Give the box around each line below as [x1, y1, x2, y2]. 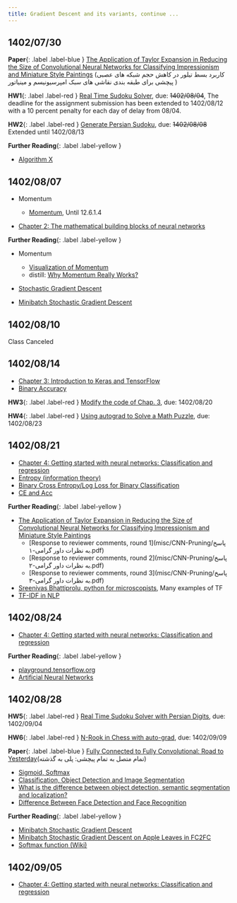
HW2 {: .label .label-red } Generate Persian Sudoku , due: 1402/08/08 [8, 120, 207, 129]
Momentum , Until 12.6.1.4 [28, 208, 102, 217]
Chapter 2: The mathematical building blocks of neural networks [18, 222, 205, 231]
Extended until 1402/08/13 [8, 128, 85, 137]
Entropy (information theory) [18, 473, 102, 482]
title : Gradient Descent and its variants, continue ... [8, 10, 179, 18]
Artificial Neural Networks [18, 673, 94, 681]
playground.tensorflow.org [18, 665, 96, 674]
